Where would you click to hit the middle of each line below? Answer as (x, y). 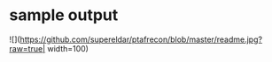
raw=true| (27, 48)
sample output (64, 15)
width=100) (68, 48)
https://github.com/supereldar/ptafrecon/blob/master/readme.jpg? (141, 39)
